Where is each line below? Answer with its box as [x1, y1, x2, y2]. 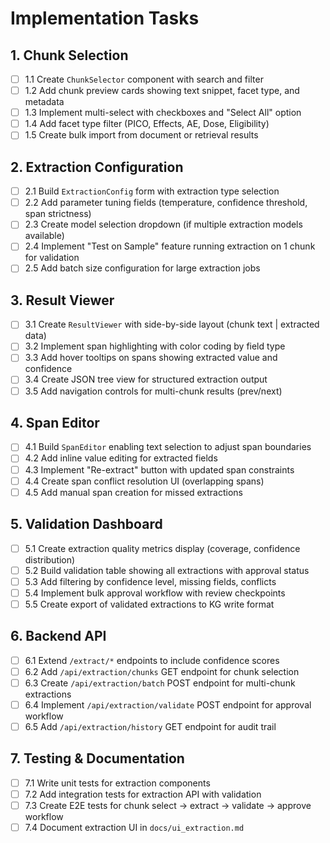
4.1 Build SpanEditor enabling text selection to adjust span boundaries [24, 441, 312, 453]
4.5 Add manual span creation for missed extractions [24, 486, 243, 498]
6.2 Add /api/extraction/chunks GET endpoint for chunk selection [24, 665, 300, 677]
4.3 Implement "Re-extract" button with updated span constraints [24, 463, 295, 476]
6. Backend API [10, 628, 107, 645]
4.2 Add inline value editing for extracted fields [24, 452, 218, 464]
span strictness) [24, 208, 92, 220]
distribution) [24, 553, 76, 566]
